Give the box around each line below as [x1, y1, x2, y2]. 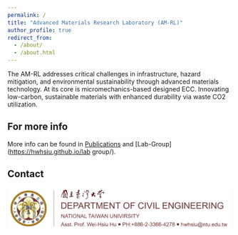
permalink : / [7, 11, 46, 19]
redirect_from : [7, 34, 53, 41]
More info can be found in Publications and [7, 139, 134, 148]
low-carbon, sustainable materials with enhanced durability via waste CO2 [7, 93, 226, 101]
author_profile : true [7, 26, 72, 34]
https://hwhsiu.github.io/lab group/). [9, 147, 116, 156]
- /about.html [14, 49, 56, 56]
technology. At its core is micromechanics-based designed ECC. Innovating [7, 85, 229, 93]
